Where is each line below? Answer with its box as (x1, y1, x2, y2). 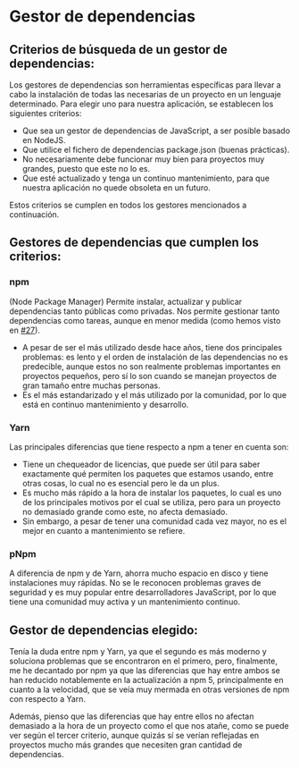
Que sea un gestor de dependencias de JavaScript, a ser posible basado (21, 125, 291, 136)
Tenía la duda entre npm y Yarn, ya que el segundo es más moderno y (9, 646, 268, 657)
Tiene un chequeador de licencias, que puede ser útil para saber (21, 459, 261, 469)
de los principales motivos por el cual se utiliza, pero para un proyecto (21, 496, 281, 507)
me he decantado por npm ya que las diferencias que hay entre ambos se (9, 665, 281, 676)
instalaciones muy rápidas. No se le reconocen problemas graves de (9, 578, 262, 588)
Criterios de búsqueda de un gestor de (9, 42, 228, 57)
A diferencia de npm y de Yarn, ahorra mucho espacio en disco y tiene (9, 568, 269, 578)
